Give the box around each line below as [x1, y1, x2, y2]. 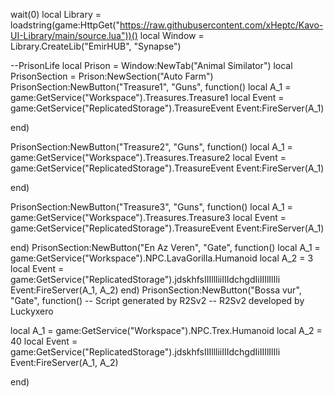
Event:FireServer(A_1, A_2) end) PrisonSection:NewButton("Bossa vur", [10, 284, 302, 296]
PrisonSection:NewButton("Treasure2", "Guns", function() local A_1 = [10, 141, 293, 153]
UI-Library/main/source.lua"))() [10, 30, 138, 41]
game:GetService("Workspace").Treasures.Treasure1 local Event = [10, 92, 285, 103]
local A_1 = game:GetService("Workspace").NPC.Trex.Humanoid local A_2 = [10, 325, 323, 336]
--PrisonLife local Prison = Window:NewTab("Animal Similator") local [10, 60, 293, 71]
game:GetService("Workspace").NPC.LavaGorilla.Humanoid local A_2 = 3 [10, 252, 314, 264]
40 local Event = [10, 335, 78, 347]
